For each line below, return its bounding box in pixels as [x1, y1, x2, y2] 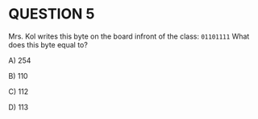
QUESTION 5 [8, 5, 95, 23]
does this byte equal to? [8, 39, 89, 49]
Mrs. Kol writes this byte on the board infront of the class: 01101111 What [8, 31, 250, 41]
